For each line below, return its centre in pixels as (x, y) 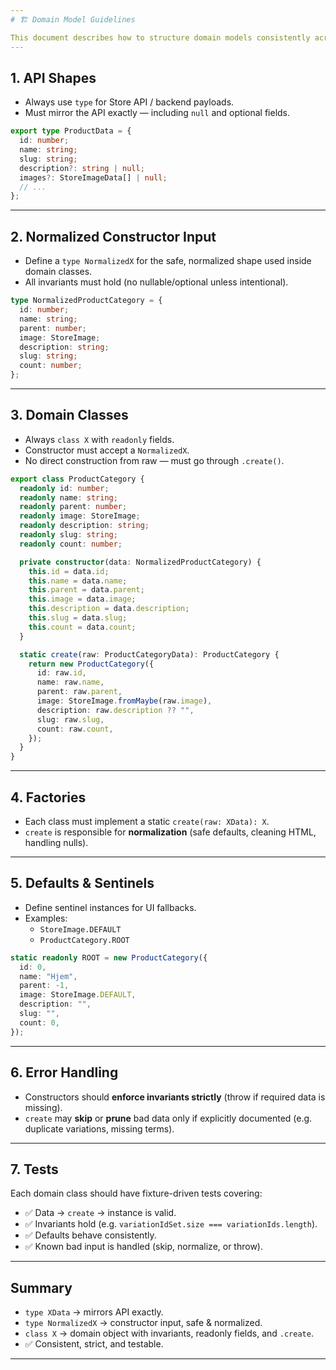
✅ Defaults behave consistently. (90, 1235)
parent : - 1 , (44, 986)
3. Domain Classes (69, 415)
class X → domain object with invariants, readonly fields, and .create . (169, 1333)
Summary (41, 1287)
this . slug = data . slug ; (78, 618)
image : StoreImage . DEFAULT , (78, 995)
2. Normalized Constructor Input (113, 236)
